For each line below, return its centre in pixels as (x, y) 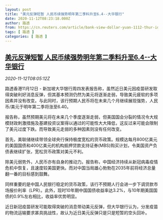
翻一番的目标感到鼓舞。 (28, 174)
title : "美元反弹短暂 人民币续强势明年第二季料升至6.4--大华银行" (65, 14)
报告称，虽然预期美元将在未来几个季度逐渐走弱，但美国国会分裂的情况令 (77, 117)
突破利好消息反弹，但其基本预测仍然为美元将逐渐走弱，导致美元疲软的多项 (83, 94)
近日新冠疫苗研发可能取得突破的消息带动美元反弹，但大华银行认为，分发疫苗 (81, 206)
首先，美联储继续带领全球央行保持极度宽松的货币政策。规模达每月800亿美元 (81, 139)
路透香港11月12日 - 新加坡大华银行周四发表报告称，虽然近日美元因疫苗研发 (79, 88)
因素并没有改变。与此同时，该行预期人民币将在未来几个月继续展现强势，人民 (81, 100)
